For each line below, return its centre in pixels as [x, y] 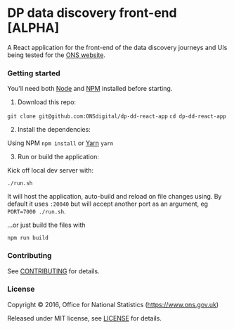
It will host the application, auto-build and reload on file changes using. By [115, 197]
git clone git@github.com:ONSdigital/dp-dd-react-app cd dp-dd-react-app [117, 117]
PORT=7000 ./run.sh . [37, 211]
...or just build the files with [46, 225]
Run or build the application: [58, 157]
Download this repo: [46, 102]
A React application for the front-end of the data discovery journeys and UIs [117, 47]
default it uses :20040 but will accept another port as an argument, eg [108, 204]
